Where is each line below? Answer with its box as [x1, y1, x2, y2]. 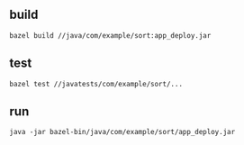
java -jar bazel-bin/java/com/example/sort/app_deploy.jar [9, 128, 236, 137]
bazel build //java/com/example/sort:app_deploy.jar [9, 31, 212, 40]
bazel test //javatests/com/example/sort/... [9, 79, 183, 88]
